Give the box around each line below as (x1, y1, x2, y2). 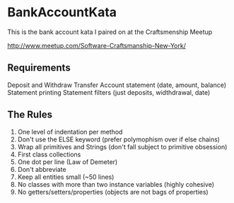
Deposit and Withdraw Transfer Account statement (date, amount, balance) (7, 81, 227, 89)
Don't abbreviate (17, 165, 66, 173)
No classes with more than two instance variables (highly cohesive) (17, 180, 214, 188)
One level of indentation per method (17, 127, 123, 136)
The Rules (7, 109, 53, 121)
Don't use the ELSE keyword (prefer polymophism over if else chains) (17, 135, 221, 144)
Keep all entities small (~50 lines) (17, 173, 115, 181)
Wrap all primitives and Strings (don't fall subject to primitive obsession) (17, 142, 228, 151)
